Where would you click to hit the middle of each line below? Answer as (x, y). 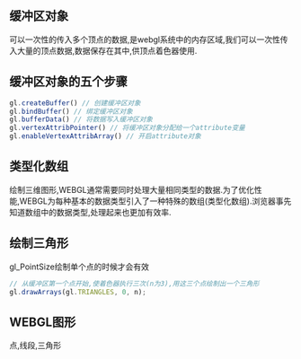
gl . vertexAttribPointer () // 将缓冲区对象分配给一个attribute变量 (127, 128)
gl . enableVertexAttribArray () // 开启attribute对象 (106, 136)
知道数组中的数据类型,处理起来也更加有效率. (91, 212)
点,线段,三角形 (35, 346)
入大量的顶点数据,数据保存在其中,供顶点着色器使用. (103, 50)
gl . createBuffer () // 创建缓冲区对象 (75, 103)
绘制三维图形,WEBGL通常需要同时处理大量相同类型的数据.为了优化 (132, 189)
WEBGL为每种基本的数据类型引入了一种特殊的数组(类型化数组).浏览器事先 (155, 201)
